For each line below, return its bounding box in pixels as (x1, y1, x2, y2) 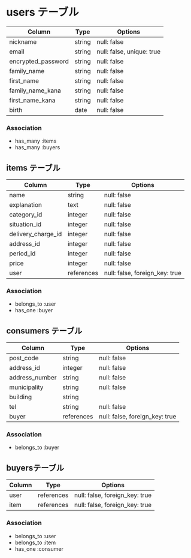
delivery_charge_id (9, 230, 62, 239)
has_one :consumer (14, 545, 64, 552)
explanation (9, 201, 42, 209)
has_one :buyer (14, 307, 53, 314)
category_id (9, 210, 43, 219)
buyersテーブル (6, 463, 65, 473)
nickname (9, 37, 37, 46)
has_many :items (14, 137, 57, 144)
